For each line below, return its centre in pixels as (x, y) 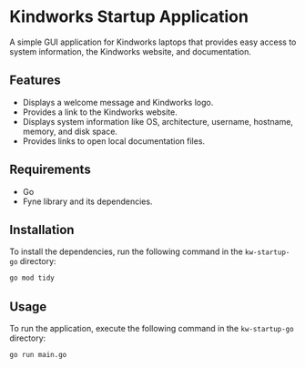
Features (35, 81)
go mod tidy (32, 278)
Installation (42, 230)
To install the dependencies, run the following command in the (126, 251)
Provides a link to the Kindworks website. (100, 112)
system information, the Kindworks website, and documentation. (131, 51)
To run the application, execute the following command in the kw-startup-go (152, 329)
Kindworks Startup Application (129, 17)
